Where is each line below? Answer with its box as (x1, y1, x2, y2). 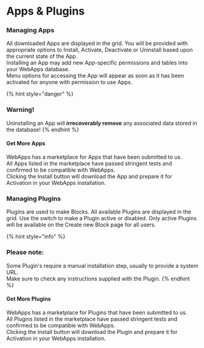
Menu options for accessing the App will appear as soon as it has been (6, 72, 185, 80)
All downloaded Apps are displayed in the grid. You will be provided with (6, 40, 188, 47)
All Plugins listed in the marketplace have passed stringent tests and (6, 315, 178, 322)
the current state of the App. (6, 53, 78, 60)
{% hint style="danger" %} (6, 90, 74, 98)
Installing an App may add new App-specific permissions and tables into (6, 59, 188, 66)
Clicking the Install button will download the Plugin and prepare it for (6, 328, 178, 335)
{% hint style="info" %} (6, 233, 66, 240)
